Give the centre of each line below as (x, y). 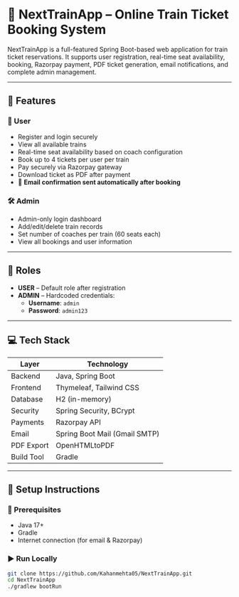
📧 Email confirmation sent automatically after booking (99, 182)
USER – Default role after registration (71, 288)
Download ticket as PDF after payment (74, 174)
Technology (108, 364)
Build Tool (27, 456)
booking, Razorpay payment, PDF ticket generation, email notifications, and (118, 64)
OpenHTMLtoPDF (85, 445)
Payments (28, 422)
